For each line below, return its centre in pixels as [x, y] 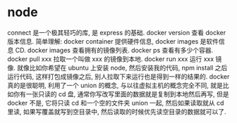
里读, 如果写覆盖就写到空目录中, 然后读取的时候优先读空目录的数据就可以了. [117, 111]
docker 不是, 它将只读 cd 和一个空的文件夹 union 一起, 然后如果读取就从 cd [116, 103]
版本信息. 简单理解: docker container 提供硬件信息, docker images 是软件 [113, 41]
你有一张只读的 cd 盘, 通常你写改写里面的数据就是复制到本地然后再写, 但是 [121, 94]
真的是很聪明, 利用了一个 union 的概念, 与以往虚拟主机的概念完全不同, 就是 [115, 85]
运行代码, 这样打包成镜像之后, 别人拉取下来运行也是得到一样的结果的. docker [119, 76]
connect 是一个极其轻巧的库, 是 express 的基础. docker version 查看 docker [117, 32]
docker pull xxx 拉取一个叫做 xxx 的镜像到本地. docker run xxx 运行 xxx [111, 59]
